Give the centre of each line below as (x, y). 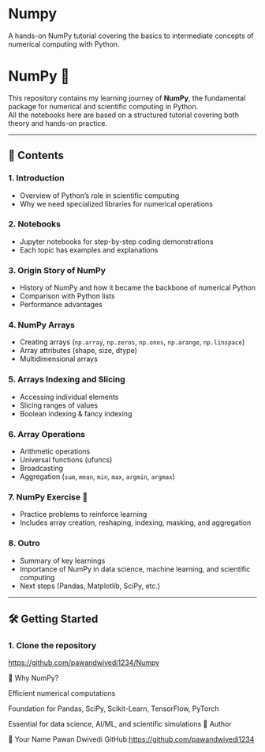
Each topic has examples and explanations (89, 249)
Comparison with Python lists (67, 296)
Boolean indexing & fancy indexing (76, 413)
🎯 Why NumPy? (34, 678)
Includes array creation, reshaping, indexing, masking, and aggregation (135, 522)
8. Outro (24, 543)
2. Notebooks (35, 224)
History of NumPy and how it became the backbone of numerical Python (138, 288)
